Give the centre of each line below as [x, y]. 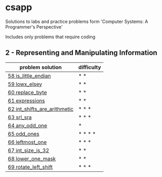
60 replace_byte [28, 92]
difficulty [90, 67]
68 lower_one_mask [32, 159]
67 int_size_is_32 [29, 150]
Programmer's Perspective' [34, 27]
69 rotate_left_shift [30, 167]
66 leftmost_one [27, 142]
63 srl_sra [20, 117]
